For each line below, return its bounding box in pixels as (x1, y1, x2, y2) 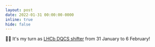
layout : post (5, 7, 33, 13)
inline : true (5, 17, 33, 22)
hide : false (5, 21, 31, 27)
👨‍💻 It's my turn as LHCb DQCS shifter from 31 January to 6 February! (5, 36, 150, 42)
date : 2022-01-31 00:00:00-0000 (5, 12, 74, 17)
